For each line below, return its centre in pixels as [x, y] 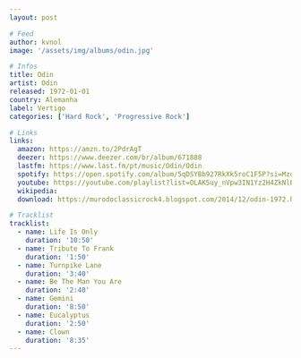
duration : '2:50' [58, 323]
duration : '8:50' [58, 307]
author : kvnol [36, 42]
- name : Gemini [46, 299]
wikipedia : [38, 191]
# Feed [21, 34]
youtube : [34, 183]
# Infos [24, 67]
